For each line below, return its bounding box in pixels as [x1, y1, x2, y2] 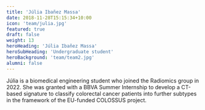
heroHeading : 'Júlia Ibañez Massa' [6, 43, 98, 50]
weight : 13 [6, 37, 34, 43]
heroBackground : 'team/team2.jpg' [6, 54, 95, 61]
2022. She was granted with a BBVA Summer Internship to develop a [6, 83, 180, 90]
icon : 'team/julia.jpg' [6, 20, 68, 26]
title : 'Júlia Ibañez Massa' [6, 9, 81, 15]
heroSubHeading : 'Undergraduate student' [6, 49, 114, 55]
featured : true [6, 26, 45, 32]
